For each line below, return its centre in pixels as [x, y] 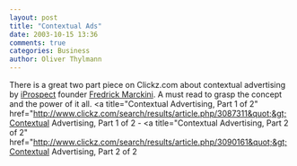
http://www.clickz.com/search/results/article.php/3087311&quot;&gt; [160, 114]
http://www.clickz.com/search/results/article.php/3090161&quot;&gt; [160, 142]
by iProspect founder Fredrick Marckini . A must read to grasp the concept [146, 94]
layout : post [34, 17]
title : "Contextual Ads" [56, 26]
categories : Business [50, 51]
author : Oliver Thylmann [56, 59]
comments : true [38, 43]
